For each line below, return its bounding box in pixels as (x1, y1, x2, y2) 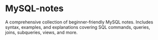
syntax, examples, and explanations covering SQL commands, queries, (5, 24, 151, 30)
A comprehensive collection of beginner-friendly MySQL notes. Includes (5, 19, 154, 25)
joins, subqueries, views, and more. (5, 29, 78, 35)
